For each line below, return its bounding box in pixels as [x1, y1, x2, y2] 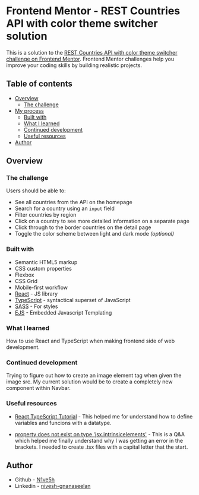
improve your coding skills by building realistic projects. [6, 61, 143, 69]
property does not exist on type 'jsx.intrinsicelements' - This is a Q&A [14, 430, 185, 437]
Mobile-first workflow [14, 284, 68, 291]
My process [14, 107, 45, 114]
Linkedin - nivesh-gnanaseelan [14, 483, 91, 490]
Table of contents [6, 79, 72, 89]
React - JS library [14, 290, 58, 297]
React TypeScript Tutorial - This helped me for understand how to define [14, 412, 193, 420]
